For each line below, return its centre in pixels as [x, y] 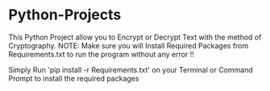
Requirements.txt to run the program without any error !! [102, 54]
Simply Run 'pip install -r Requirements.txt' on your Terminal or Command [131, 69]
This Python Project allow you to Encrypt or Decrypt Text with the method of [135, 37]
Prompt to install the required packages [74, 78]
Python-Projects [65, 15]
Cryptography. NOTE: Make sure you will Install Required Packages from [129, 45]
